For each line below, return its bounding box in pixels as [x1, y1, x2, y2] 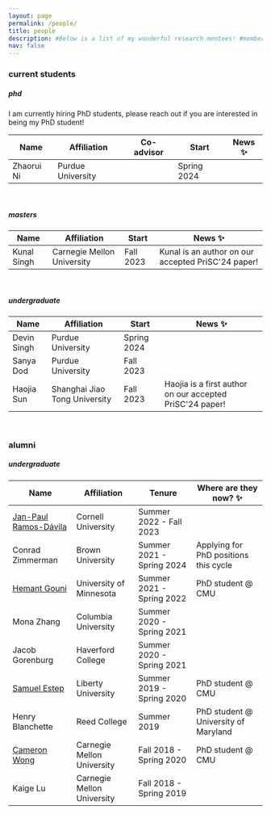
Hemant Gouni [12, 582, 67, 594]
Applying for [196, 539, 244, 550]
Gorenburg [12, 654, 54, 665]
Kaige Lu [12, 783, 46, 794]
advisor [133, 147, 164, 158]
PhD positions [196, 549, 249, 560]
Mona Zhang [12, 615, 60, 627]
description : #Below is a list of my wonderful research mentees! [8, 34, 236, 43]
